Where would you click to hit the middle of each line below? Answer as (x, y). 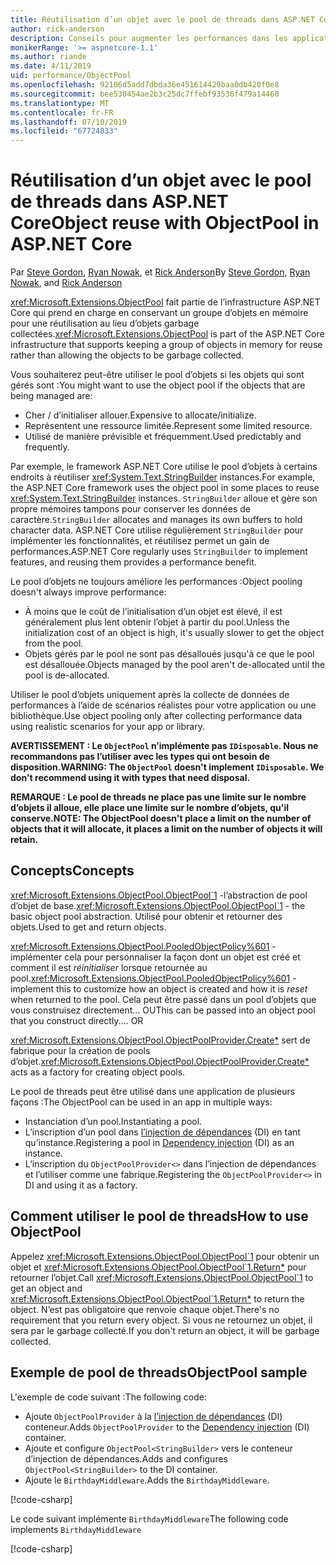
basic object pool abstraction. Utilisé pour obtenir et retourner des (146, 916)
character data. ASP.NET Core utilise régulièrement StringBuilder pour (157, 530)
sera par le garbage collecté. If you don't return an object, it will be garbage (165, 1330)
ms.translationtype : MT (60, 103)
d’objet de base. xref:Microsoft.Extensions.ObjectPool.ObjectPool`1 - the (158, 905)
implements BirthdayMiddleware (76, 1529)
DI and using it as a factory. (81, 1185)
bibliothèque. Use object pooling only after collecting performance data (156, 716)
